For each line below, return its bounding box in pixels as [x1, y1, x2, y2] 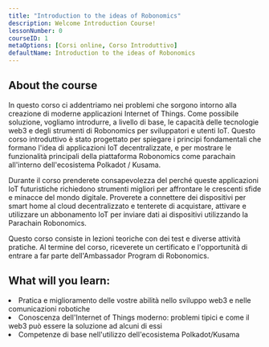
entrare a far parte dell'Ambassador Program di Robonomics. [8, 251, 210, 260]
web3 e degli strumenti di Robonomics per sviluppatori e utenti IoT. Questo [8, 125, 255, 135]
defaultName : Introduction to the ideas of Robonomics [8, 49, 196, 57]
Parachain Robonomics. [8, 218, 87, 227]
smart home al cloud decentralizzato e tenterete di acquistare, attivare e [8, 201, 247, 210]
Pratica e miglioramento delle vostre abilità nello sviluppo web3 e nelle [18, 295, 251, 305]
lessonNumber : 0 [8, 27, 63, 35]
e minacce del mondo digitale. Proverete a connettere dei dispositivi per [8, 192, 247, 202]
